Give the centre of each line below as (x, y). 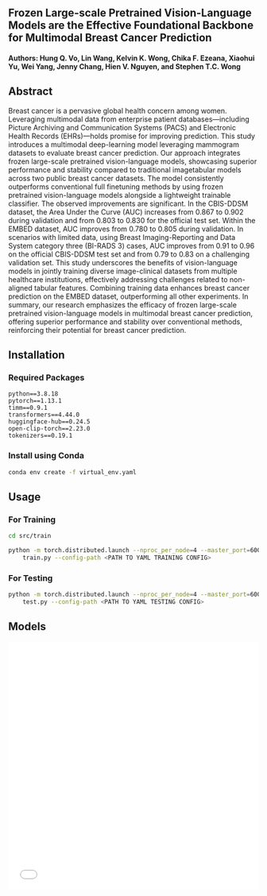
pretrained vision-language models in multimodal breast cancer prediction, (130, 313)
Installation (37, 355)
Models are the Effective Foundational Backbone (131, 26)
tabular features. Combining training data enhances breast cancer (142, 288)
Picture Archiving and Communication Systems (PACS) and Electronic (122, 127)
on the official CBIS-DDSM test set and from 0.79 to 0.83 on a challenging (129, 254)
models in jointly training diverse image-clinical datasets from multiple (123, 271)
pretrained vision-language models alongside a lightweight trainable (120, 195)
